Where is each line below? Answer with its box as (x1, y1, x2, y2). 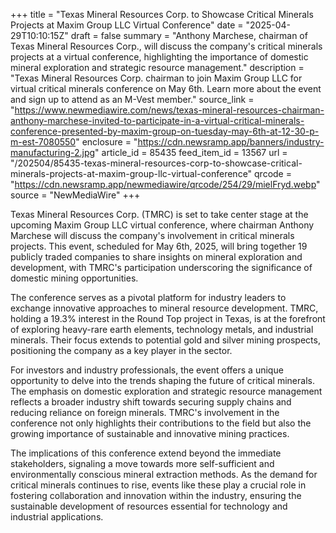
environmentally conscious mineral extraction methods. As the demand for (10, 469, 318, 480)
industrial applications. (10, 511, 104, 523)
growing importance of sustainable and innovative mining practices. (10, 428, 290, 439)
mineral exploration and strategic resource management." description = (10, 62, 305, 73)
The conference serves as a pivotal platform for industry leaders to (10, 292, 287, 303)
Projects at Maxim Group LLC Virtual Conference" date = (10, 19, 244, 31)
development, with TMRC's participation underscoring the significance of (10, 262, 313, 273)
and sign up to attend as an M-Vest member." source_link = (10, 94, 255, 105)
